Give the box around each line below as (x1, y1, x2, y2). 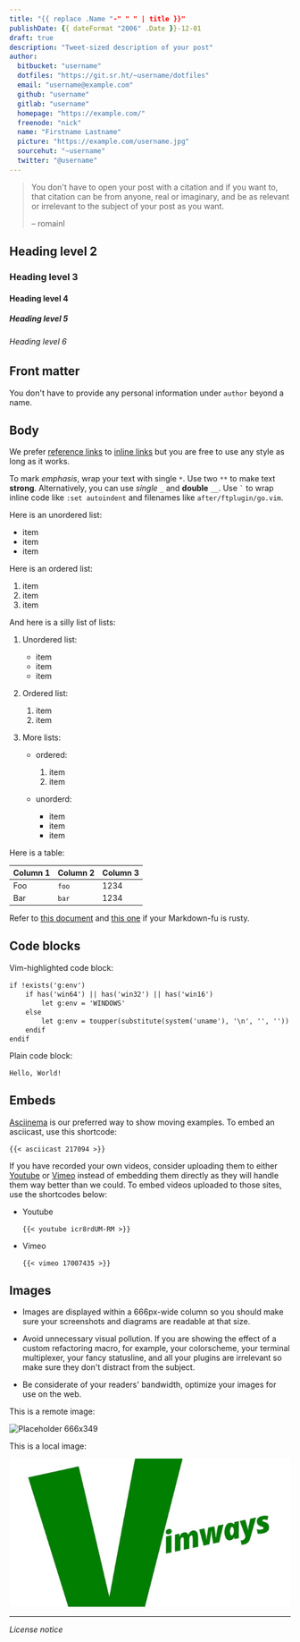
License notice (9, 1624, 63, 1635)
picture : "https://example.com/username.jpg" (17, 137, 190, 147)
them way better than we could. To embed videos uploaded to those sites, (9, 1179, 282, 1190)
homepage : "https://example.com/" (17, 108, 146, 118)
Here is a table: (9, 847, 65, 858)
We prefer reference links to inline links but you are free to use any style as (9, 447, 285, 457)
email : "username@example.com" (17, 81, 134, 89)
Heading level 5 (9, 313, 69, 324)
